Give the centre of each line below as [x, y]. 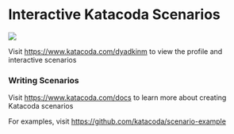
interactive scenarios [42, 59]
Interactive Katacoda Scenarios [114, 15]
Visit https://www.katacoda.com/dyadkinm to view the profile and [115, 51]
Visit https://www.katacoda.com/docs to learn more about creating [117, 98]
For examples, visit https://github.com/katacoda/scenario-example [117, 121]
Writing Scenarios [44, 80]
